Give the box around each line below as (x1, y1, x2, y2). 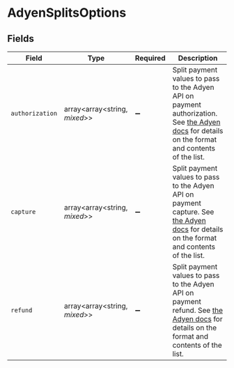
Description (178, 54, 218, 63)
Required (134, 54, 166, 63)
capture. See (172, 207, 214, 217)
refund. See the (172, 305, 223, 315)
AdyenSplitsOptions (7, 5, 127, 21)
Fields (7, 33, 35, 45)
